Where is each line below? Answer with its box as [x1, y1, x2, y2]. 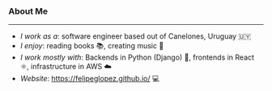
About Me [8, 6, 49, 17]
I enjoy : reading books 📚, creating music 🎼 [19, 41, 164, 51]
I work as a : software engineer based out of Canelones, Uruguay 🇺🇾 [19, 31, 252, 41]
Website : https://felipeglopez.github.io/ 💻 [19, 74, 160, 84]
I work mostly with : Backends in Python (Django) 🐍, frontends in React [19, 52, 255, 62]
